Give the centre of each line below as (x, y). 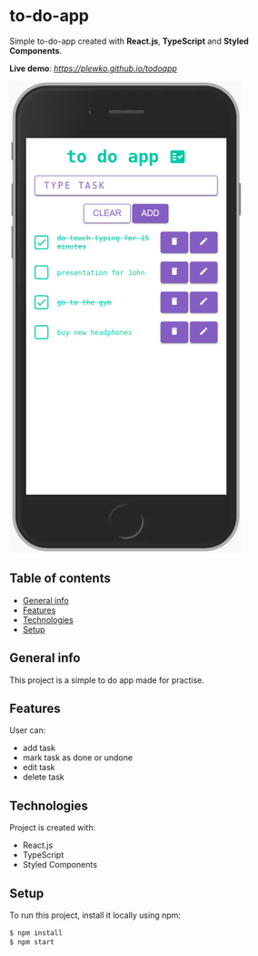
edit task (39, 768)
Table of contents (60, 579)
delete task (44, 777)
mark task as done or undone (78, 758)
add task (39, 748)
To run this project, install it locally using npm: (95, 915)
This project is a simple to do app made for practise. (107, 680)
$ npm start (32, 942)
